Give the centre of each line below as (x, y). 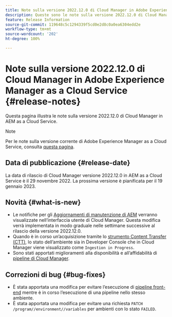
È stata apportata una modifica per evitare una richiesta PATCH (78, 304)
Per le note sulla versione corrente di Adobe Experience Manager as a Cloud (86, 141)
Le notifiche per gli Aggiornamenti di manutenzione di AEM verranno (85, 215)
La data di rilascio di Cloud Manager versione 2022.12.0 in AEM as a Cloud (84, 175)
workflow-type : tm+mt (28, 29)
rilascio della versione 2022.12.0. (47, 231)
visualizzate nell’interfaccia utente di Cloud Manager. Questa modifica (87, 220)
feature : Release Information (38, 20)
